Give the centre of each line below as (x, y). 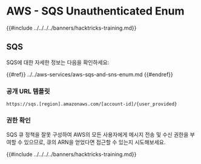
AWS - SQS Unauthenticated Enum (95, 11)
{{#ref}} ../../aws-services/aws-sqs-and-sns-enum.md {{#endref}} (90, 74)
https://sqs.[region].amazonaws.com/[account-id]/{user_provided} (92, 104)
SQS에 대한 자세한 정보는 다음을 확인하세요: (58, 62)
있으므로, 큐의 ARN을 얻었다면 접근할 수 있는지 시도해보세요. (95, 142)
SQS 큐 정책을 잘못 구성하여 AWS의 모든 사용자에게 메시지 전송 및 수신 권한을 (97, 135)
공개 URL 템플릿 (28, 91)
